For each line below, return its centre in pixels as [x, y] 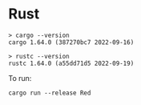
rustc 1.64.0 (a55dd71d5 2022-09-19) [71, 63]
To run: [20, 78]
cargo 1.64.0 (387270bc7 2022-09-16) [71, 42]
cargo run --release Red [50, 93]
